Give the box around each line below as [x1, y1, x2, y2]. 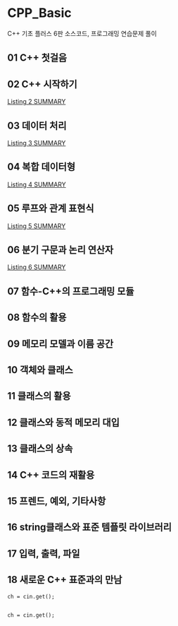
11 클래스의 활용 [7, 390, 71, 402]
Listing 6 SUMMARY [7, 263, 66, 271]
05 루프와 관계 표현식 [7, 203, 94, 215]
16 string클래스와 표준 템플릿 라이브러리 [7, 521, 172, 533]
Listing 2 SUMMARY [7, 98, 66, 106]
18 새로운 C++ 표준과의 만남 [7, 574, 122, 586]
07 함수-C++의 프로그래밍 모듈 [7, 285, 134, 297]
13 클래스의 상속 [7, 443, 73, 455]
